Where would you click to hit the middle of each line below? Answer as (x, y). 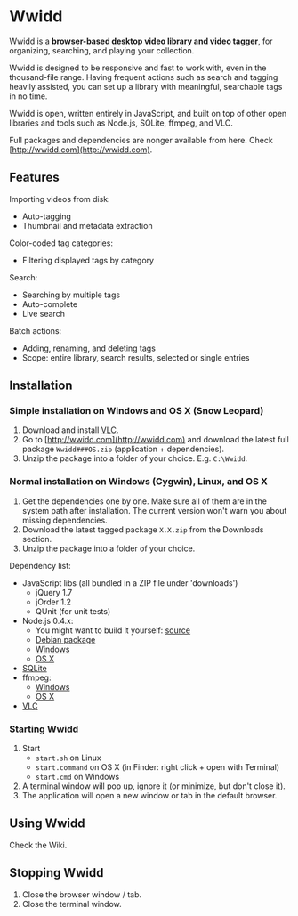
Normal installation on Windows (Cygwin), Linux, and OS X (139, 482)
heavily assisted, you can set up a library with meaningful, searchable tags (146, 86)
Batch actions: (36, 330)
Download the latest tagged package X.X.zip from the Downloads (143, 529)
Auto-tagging (46, 216)
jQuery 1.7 (54, 592)
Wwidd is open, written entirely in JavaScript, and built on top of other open (148, 113)
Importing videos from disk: (60, 199)
